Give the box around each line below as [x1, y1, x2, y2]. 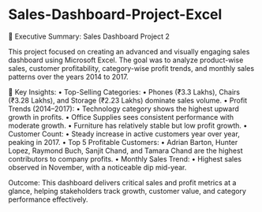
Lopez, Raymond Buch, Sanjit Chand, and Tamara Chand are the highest [8, 146, 243, 155]
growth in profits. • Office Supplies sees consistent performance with [8, 112, 234, 121]
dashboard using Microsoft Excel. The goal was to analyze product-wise [8, 55, 244, 65]
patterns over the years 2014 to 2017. [8, 72, 129, 81]
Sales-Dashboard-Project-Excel [8, 6, 223, 24]
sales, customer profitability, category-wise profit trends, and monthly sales [8, 63, 255, 73]
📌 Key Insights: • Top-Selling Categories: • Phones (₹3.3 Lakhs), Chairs [8, 87, 241, 96]
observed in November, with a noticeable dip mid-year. [8, 162, 187, 172]
